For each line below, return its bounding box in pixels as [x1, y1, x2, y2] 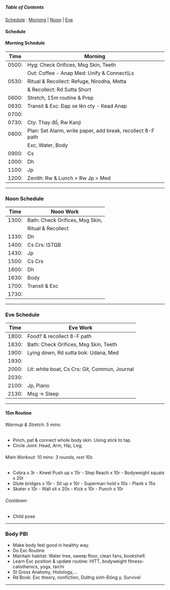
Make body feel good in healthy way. [12, 542, 90, 548]
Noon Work [51, 208, 79, 215]
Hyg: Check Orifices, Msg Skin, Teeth [27, 61, 116, 68]
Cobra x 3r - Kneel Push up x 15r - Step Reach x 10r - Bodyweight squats [12, 470, 165, 476]
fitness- [127, 558, 144, 564]
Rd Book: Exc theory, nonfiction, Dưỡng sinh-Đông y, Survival [12, 574, 141, 580]
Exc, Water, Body [27, 142, 68, 149]
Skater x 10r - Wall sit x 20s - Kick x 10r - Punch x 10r [12, 486, 123, 492]
